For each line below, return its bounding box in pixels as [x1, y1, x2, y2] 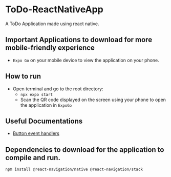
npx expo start [20, 92, 53, 97]
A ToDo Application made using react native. [5, 21, 99, 27]
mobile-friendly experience [5, 44, 95, 52]
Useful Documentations [5, 116, 83, 125]
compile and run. [5, 153, 60, 162]
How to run [5, 72, 41, 81]
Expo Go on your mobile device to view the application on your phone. [12, 57, 160, 63]
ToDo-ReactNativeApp [5, 4, 103, 15]
